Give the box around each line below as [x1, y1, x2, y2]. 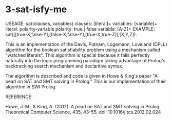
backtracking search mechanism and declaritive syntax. [5, 63, 124, 69]
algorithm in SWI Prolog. [5, 83, 56, 90]
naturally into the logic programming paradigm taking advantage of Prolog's [5, 57, 166, 63]
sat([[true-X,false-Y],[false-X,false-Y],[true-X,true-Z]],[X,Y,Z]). [5, 31, 137, 37]
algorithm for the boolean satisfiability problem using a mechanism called [5, 46, 161, 53]
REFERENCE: [5, 93, 33, 100]
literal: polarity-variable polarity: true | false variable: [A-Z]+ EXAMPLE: [5, 26, 155, 32]
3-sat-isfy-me [5, 4, 67, 15]
